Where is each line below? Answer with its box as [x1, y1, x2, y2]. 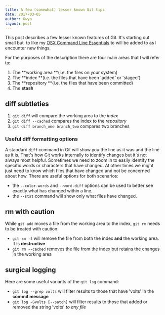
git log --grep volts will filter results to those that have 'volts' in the [12, 288, 154, 294]
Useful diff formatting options [5, 135, 78, 142]
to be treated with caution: [5, 226, 59, 232]
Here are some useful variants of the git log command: [5, 278, 120, 284]
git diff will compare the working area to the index [12, 113, 119, 119]
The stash [12, 85, 34, 91]
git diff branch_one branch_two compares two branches [12, 123, 130, 129]
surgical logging [5, 266, 56, 274]
